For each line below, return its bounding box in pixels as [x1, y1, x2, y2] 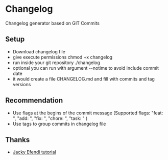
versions [12, 81, 31, 87]
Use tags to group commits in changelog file [12, 121, 106, 127]
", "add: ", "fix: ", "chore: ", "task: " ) [12, 115, 88, 121]
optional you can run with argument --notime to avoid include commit [12, 65, 159, 71]
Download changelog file [12, 48, 65, 54]
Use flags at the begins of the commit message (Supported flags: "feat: [12, 110, 163, 116]
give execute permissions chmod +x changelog [12, 54, 113, 60]
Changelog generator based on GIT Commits [5, 20, 100, 26]
